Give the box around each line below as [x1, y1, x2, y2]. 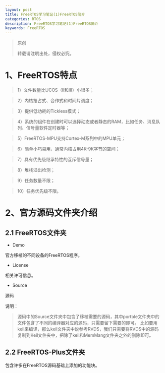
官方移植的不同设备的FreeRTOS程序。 [5, 252, 83, 258]
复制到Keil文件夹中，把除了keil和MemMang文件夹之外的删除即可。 [17, 332, 154, 338]
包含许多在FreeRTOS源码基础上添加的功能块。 [5, 362, 100, 368]
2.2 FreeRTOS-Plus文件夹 [5, 348, 85, 357]
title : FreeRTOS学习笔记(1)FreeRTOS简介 [5, 12, 85, 17]
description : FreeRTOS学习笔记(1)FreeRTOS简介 [5, 21, 99, 26]
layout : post [5, 7, 32, 12]
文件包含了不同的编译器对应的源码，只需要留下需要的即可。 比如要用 [17, 320, 158, 326]
